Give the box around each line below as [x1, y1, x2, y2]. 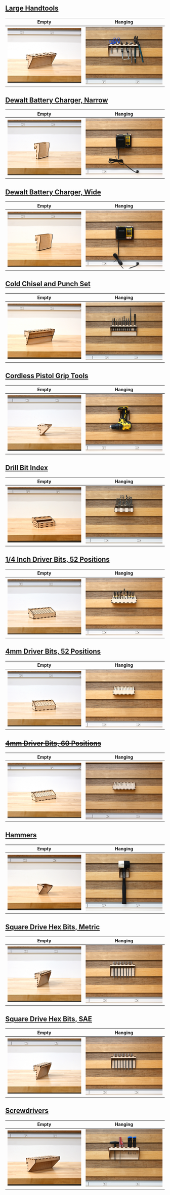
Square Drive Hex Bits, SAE [5, 1014, 92, 1023]
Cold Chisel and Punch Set [5, 280, 91, 288]
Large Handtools [5, 4, 59, 13]
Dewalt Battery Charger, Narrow [5, 96, 108, 105]
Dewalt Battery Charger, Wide [5, 188, 101, 196]
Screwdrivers [5, 1106, 49, 1115]
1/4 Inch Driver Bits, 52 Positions [5, 555, 110, 564]
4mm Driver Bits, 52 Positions [5, 647, 101, 656]
